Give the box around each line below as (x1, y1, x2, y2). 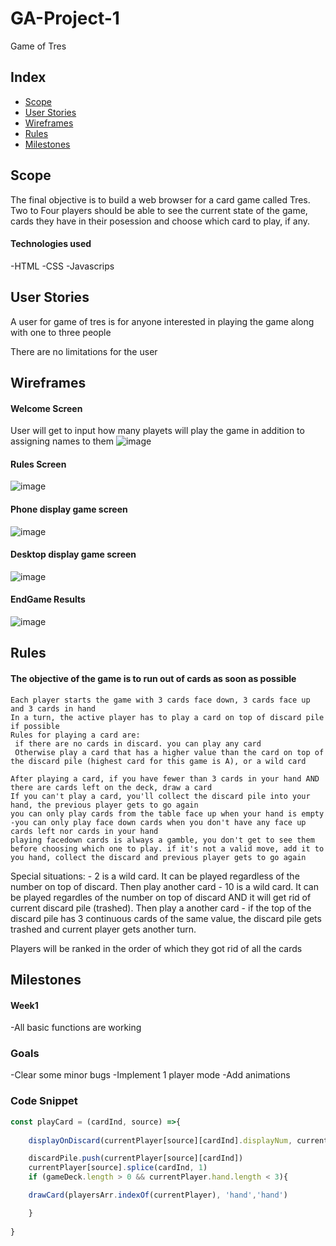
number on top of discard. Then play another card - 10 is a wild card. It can (10, 880, 319, 892)
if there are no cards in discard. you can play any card (14, 738, 262, 749)
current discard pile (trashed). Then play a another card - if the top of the (10, 902, 312, 914)
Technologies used (10, 238, 92, 250)
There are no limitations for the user (10, 345, 158, 357)
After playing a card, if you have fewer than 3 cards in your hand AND (10, 773, 320, 784)
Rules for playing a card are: (10, 730, 141, 740)
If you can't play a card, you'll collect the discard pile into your (10, 791, 311, 801)
